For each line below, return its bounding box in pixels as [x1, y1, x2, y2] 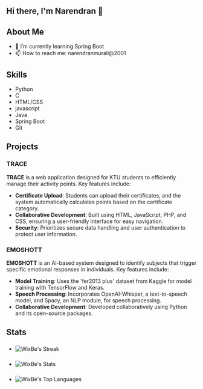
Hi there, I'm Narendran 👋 [6, 6, 104, 16]
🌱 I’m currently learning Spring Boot [14, 43, 105, 50]
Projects [6, 142, 39, 152]
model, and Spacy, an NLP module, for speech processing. [14, 297, 162, 304]
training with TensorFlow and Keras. [14, 284, 105, 291]
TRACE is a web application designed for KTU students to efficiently [6, 173, 176, 181]
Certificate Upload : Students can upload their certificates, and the [14, 191, 181, 199]
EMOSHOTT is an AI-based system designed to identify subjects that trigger [6, 259, 197, 267]
